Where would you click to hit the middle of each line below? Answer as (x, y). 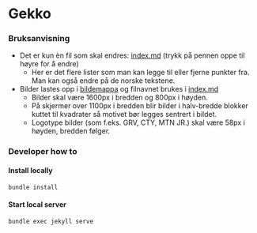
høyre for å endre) (49, 64)
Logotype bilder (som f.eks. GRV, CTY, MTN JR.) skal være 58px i (138, 122)
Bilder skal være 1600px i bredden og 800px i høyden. (119, 98)
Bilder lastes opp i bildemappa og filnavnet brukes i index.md (119, 89)
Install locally (30, 170)
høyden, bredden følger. (71, 131)
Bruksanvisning (39, 39)
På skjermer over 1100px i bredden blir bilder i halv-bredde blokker (140, 106)
